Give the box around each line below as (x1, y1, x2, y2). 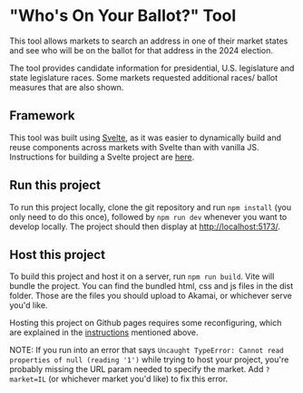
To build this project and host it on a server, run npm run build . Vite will (9, 271, 275, 282)
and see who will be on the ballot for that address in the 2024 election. (9, 44, 274, 55)
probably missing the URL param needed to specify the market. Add (9, 364, 264, 375)
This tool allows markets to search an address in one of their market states (9, 35, 288, 46)
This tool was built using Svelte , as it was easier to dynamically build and (9, 132, 281, 143)
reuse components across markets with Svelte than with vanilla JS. (9, 141, 259, 152)
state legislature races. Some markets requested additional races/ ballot (9, 72, 279, 82)
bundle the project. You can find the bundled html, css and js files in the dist (9, 281, 294, 292)
